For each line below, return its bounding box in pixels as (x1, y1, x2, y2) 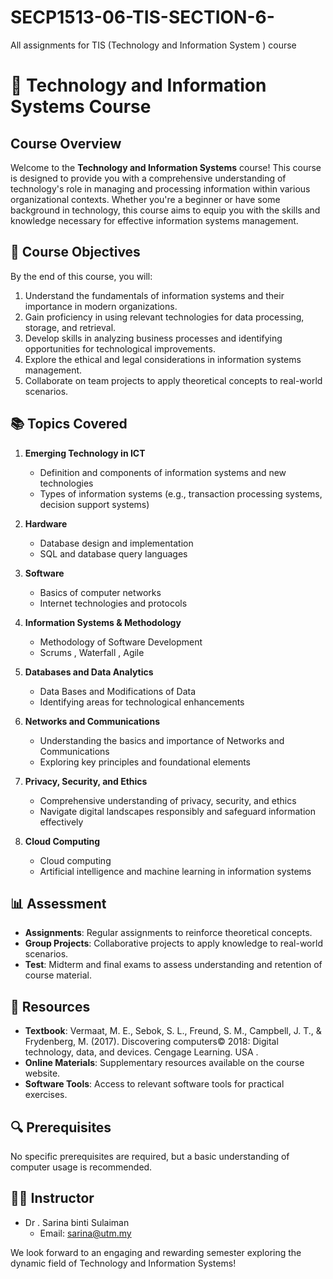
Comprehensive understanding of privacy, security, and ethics (39, 794, 297, 806)
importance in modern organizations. (24, 300, 178, 312)
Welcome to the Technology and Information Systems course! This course (10, 161, 322, 173)
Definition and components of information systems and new (39, 466, 287, 478)
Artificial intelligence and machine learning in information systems (39, 865, 312, 877)
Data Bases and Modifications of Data (39, 685, 197, 697)
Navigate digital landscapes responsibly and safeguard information (39, 805, 316, 817)
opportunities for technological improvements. (24, 342, 216, 355)
